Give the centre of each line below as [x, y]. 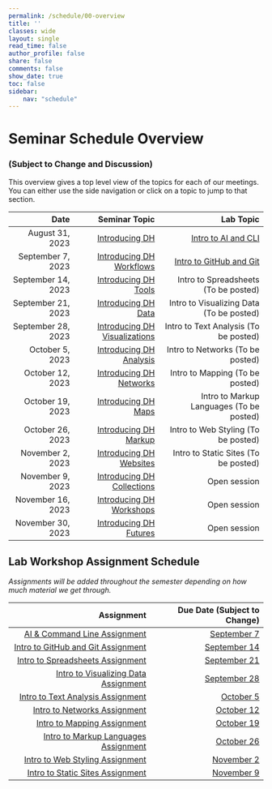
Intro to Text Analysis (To [212, 326]
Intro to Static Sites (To [216, 452]
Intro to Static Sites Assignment [87, 773]
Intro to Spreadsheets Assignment [82, 660]
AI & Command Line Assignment [85, 633]
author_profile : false [47, 54]
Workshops [133, 509]
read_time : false [38, 46]
